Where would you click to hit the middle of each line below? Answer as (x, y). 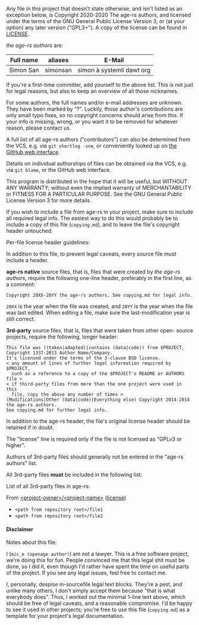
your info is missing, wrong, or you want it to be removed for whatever (92, 122)
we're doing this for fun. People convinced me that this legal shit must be (96, 560)
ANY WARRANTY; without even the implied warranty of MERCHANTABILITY (99, 188)
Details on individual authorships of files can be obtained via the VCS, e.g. (97, 164)
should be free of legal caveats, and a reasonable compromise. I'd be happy (99, 604)
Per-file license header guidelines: (48, 242)
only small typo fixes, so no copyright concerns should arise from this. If (94, 115)
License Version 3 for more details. (49, 200)
